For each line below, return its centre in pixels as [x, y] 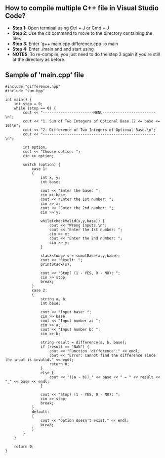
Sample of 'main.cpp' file [44, 75]
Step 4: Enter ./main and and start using [53, 49]
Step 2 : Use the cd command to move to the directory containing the [82, 33]
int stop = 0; [28, 104]
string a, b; [54, 299]
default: [41, 412]
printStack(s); [56, 264]
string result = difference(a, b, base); [83, 342]
